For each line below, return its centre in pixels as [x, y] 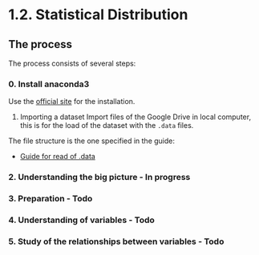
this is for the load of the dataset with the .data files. [107, 126]
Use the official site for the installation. [72, 102]
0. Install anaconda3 [49, 84]
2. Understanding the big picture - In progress [99, 177]
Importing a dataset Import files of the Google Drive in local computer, [135, 117]
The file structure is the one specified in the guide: [91, 141]
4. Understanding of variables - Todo [81, 220]
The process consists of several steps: [72, 63]
